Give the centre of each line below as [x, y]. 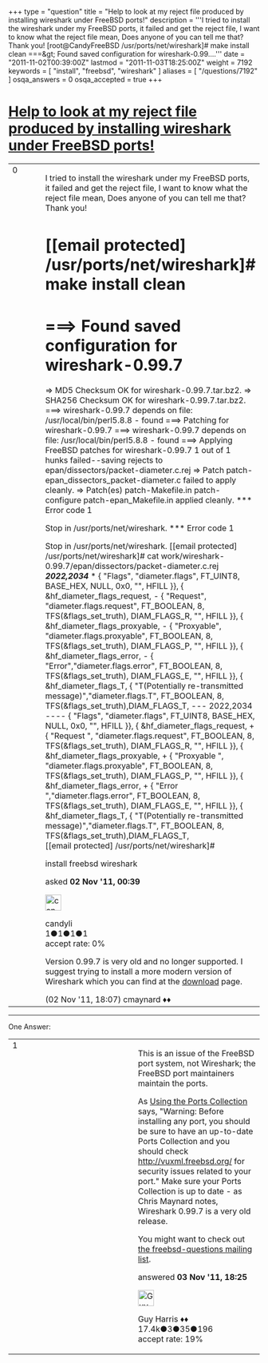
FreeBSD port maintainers [186, 1073]
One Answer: [30, 1027]
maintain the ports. [173, 1083]
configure [63, 500]
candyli [59, 924]
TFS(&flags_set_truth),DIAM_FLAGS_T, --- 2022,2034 [149, 705]
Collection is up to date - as [190, 1191]
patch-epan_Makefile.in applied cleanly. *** [168, 500]
